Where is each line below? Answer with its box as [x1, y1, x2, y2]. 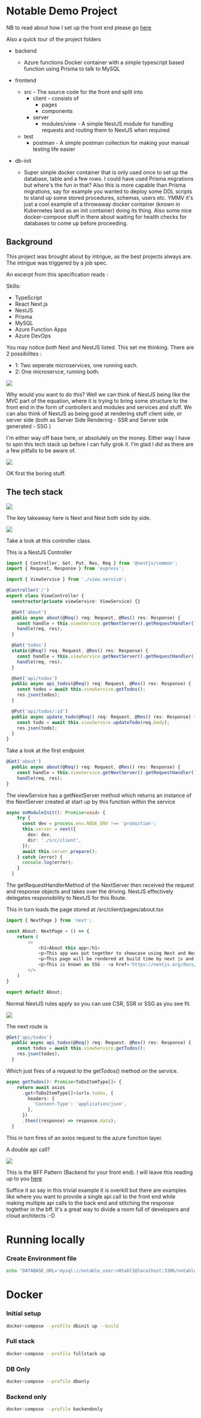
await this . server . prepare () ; [22, 848, 98, 854]
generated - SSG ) [6, 422, 51, 430]
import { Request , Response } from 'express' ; [6, 565, 124, 572]
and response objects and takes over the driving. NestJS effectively [6, 888, 173, 895]
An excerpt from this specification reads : [6, 270, 108, 278]
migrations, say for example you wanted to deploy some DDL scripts [23, 187, 193, 195]
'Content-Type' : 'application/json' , [32, 1101, 127, 1107]
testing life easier [32, 145, 76, 153]
